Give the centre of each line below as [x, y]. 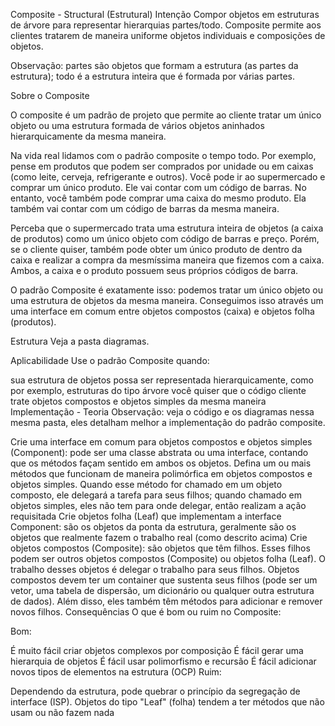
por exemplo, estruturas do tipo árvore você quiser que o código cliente [158, 390]
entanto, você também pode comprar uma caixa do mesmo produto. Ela [158, 198]
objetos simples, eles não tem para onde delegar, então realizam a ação [158, 505]
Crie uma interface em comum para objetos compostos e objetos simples [161, 442]
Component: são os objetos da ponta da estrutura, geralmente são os [153, 527]
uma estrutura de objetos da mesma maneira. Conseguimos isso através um [167, 300]
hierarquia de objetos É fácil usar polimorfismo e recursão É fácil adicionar [163, 661]
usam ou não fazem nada [62, 712]
